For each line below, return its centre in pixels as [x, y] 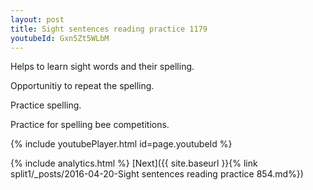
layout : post [37, 19]
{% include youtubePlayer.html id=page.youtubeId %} [121, 144]
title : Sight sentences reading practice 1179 [109, 29]
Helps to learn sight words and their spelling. [102, 67]
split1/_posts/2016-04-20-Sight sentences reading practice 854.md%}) [157, 174]
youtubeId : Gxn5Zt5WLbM [60, 38]
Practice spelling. [46, 105]
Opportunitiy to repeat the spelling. [82, 86]
